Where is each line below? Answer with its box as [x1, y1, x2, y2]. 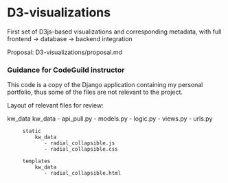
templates [22, 158, 51, 165]
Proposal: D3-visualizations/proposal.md [7, 48, 122, 56]
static [22, 128, 41, 135]
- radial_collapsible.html [43, 170, 122, 177]
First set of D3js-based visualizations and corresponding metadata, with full [7, 27, 222, 36]
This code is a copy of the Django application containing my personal [7, 81, 203, 89]
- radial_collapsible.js [43, 140, 115, 147]
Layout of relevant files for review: [7, 101, 104, 110]
